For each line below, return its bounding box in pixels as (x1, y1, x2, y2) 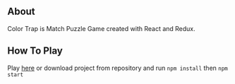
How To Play (7, 45, 64, 57)
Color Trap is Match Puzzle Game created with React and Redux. (7, 24, 195, 32)
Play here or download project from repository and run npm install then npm (7, 64, 228, 72)
